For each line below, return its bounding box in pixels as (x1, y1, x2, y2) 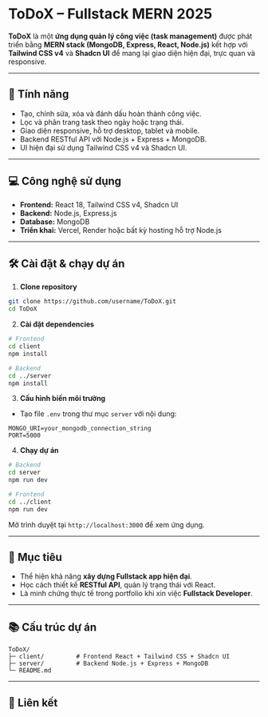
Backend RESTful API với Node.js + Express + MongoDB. (19, 134, 207, 144)
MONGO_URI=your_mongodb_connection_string (8, 425, 152, 433)
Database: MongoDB (19, 217, 90, 226)
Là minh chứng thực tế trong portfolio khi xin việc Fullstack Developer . (19, 589, 253, 599)
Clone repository (19, 282, 77, 292)
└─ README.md (8, 667, 52, 675)
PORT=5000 (8, 431, 41, 440)
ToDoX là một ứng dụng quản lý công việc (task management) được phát (8, 31, 253, 41)
